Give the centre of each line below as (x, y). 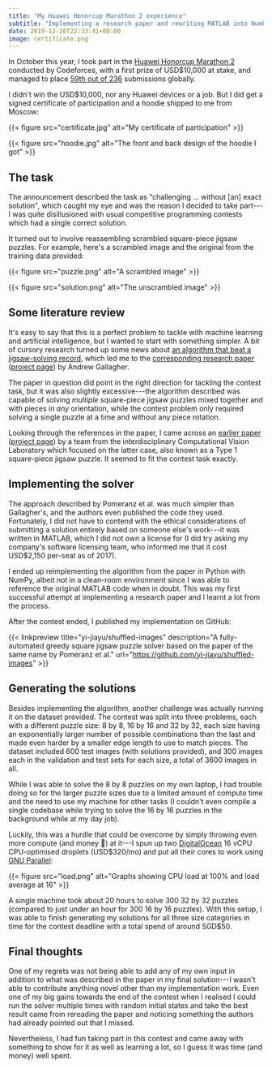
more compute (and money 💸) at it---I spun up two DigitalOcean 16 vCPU (130, 843)
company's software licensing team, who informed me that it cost (118, 547)
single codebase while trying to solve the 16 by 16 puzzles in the (115, 810)
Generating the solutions (72, 689)
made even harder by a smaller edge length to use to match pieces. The (128, 743)
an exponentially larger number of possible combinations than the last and (132, 734)
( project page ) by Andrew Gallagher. (69, 367)
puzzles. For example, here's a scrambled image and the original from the (131, 248)
